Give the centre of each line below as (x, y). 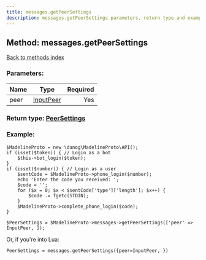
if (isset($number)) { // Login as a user (61, 169)
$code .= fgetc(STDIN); (59, 195)
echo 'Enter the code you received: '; (68, 179)
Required (81, 89)
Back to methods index (35, 57)
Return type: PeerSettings (46, 118)
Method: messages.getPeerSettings (77, 43)
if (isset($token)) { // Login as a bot (59, 152)
